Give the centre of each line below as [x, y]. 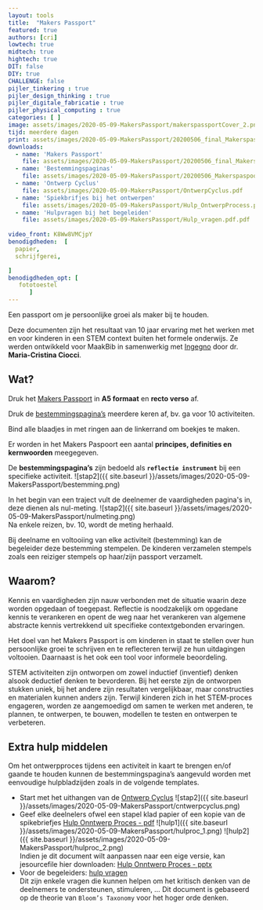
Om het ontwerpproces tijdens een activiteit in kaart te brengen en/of [120, 766]
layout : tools [31, 15]
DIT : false [26, 67]
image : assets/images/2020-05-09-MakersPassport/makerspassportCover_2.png [134, 125]
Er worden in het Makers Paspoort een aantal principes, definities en [120, 444]
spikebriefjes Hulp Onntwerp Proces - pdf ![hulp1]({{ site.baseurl [124, 823]
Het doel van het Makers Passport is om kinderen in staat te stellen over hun [131, 640]
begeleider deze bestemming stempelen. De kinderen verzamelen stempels [130, 548]
